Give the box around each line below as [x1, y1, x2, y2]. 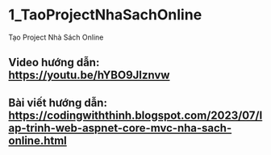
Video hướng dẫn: [8, 56, 100, 69]
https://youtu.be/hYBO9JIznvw [8, 69, 170, 82]
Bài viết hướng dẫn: [8, 95, 107, 110]
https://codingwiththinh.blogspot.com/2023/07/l [8, 108, 263, 122]
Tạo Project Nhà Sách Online [8, 32, 104, 42]
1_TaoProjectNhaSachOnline [8, 6, 202, 24]
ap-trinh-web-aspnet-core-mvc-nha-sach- [8, 121, 232, 135]
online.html [8, 133, 67, 147]
